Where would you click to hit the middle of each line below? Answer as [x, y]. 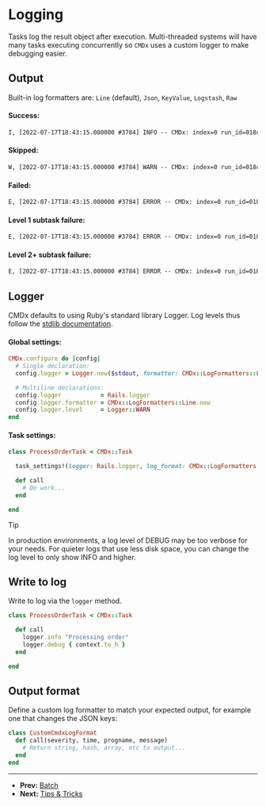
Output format [44, 691]
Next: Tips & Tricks [51, 793]
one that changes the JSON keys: [63, 719]
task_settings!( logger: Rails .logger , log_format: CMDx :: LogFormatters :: [139, 466]
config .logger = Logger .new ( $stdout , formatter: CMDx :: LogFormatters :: [136, 373]
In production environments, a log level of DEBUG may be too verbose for [128, 540]
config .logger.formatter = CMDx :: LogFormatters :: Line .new [113, 402]
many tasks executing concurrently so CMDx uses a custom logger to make [129, 44]
